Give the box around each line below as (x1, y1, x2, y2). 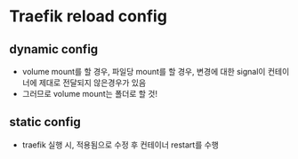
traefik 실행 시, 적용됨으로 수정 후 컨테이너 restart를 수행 (21, 139, 220, 150)
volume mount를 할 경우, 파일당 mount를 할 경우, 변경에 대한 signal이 (21, 67, 266, 76)
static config (9, 115, 82, 130)
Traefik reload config (9, 6, 167, 27)
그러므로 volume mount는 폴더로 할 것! (21, 89, 158, 99)
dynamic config (9, 42, 99, 57)
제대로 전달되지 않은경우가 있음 (38, 77, 147, 88)
